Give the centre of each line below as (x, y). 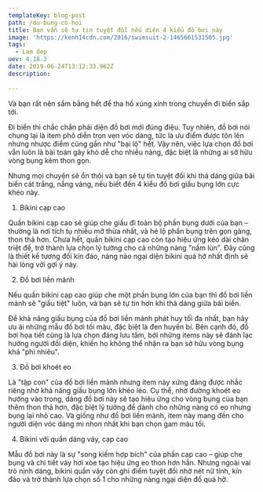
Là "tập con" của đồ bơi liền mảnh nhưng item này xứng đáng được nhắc (126, 382)
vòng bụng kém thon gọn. (50, 160)
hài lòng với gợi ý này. (43, 264)
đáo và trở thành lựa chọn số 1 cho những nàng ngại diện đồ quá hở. (118, 479)
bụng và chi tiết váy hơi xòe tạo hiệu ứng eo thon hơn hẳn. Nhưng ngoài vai (130, 462)
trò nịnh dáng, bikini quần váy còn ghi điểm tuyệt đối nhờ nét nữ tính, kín (125, 471)
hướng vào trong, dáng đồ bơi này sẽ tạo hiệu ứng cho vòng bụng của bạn (128, 399)
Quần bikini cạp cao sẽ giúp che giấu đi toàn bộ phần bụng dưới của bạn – (128, 222)
